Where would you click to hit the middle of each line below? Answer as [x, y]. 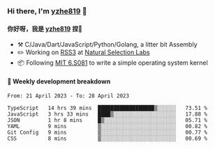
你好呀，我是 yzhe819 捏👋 [45, 29]
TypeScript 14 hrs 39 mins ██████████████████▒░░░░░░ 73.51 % [107, 108]
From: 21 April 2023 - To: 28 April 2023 [68, 96]
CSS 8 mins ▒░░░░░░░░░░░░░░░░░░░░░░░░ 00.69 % [107, 139]
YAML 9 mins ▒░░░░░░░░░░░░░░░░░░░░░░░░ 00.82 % [107, 127]
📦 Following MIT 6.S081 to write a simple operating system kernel [112, 63]
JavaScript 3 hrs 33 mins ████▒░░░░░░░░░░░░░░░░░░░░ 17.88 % [107, 114]
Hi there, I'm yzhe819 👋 [47, 11]
